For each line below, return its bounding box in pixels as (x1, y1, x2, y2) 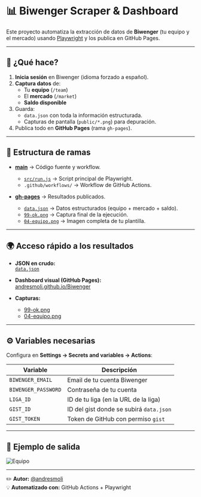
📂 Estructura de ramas (6, 147, 91, 158)
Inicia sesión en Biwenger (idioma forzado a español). (14, 73, 149, 80)
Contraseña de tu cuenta (67, 385, 137, 394)
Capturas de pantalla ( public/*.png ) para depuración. (23, 118, 157, 125)
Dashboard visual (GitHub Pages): (14, 276, 102, 284)
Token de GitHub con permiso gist (67, 415, 166, 423)
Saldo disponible (23, 99, 67, 106)
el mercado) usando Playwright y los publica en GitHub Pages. (6, 34, 160, 41)
